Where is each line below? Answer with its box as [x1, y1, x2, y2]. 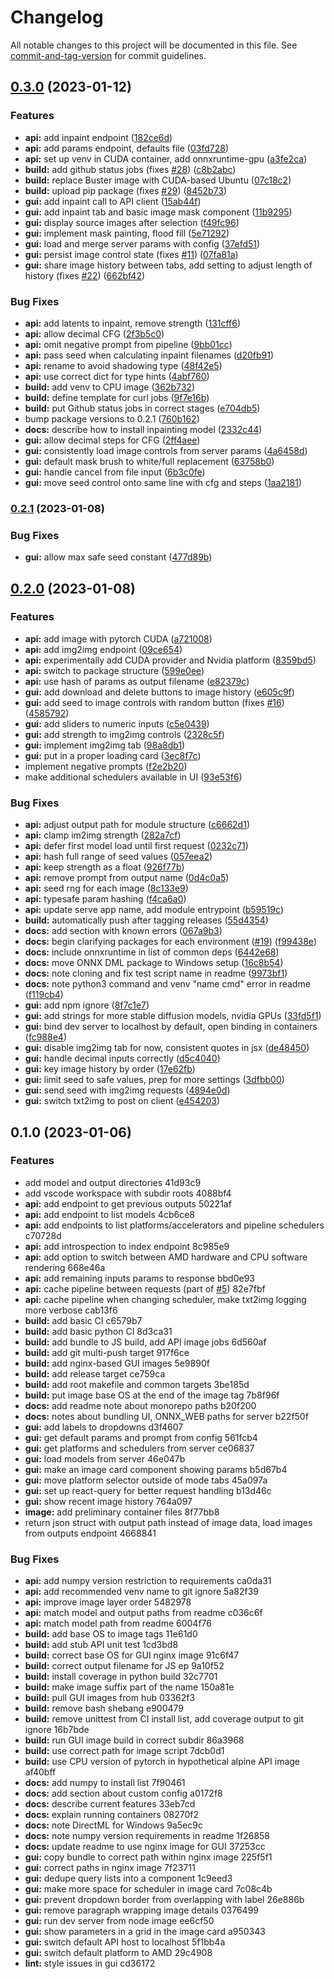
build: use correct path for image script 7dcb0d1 [24, 1745, 225, 1757]
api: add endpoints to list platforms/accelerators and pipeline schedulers [24, 1219, 325, 1231]
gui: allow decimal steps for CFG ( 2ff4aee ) [24, 434, 201, 446]
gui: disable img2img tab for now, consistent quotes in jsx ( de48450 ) [24, 1042, 310, 1054]
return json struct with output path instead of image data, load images [24, 1516, 313, 1528]
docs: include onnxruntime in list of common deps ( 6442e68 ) [24, 946, 280, 958]
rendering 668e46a [24, 1261, 106, 1273]
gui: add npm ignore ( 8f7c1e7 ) [24, 999, 150, 1011]
